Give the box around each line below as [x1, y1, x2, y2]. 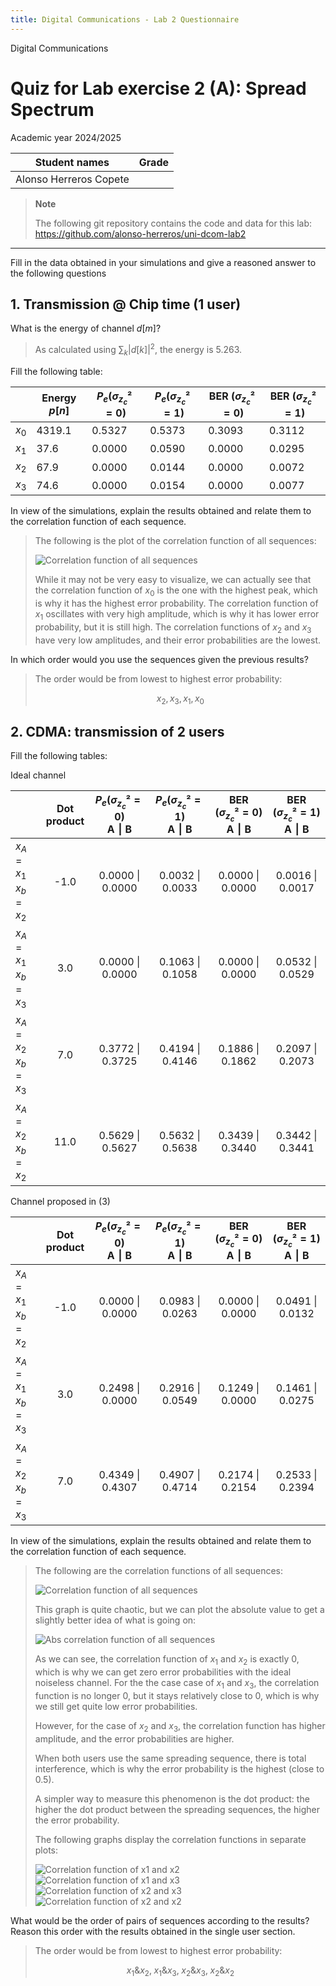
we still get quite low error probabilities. [34, 1700, 198, 1712]
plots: [34, 1844, 59, 1856]
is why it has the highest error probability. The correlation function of [34, 597, 319, 610]
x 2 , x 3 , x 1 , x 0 [156, 692, 205, 706]
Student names [34, 155, 110, 169]
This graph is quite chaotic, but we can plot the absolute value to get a [34, 1604, 325, 1616]
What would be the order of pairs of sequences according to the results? [10, 1914, 310, 1926]
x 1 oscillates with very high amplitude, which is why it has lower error [34, 608, 320, 623]
